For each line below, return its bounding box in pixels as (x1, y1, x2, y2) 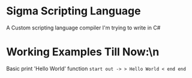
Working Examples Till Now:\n (6, 45, 160, 59)
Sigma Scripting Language (6, 4, 141, 18)
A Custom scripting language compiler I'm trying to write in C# (6, 24, 161, 31)
